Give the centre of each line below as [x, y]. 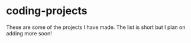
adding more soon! [29, 33]
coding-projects [47, 11]
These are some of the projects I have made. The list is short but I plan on [96, 27]
